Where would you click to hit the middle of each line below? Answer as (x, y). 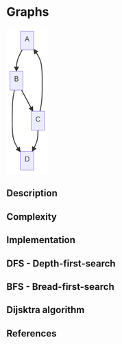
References (32, 333)
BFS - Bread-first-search (60, 287)
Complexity (32, 217)
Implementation (41, 240)
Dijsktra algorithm (46, 310)
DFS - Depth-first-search (61, 263)
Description (32, 193)
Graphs (28, 12)
